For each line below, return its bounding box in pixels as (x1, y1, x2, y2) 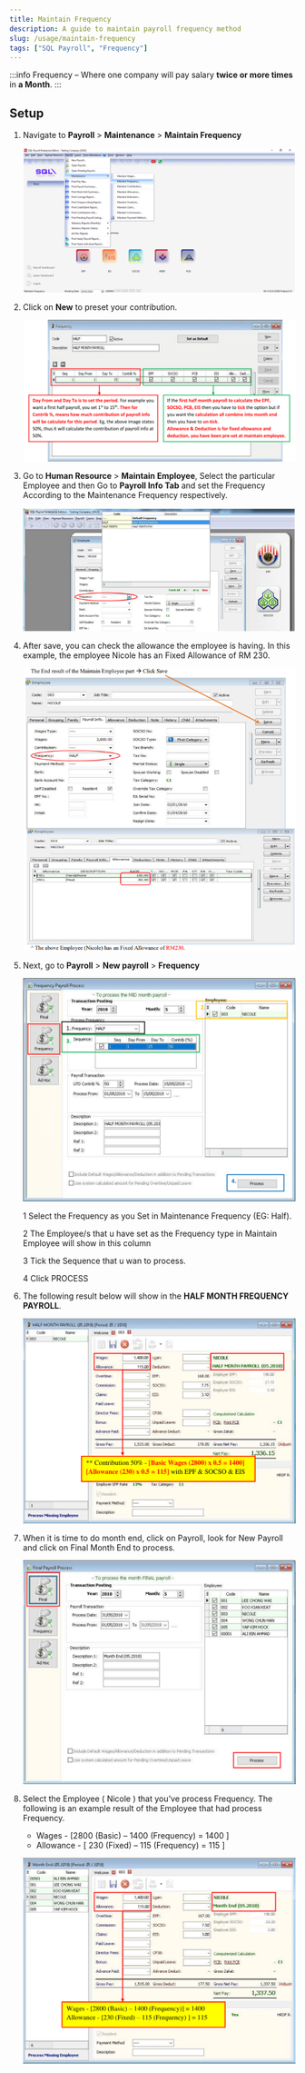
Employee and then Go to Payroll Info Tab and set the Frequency (22, 480, 266, 491)
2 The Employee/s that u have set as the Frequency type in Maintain (22, 1228, 278, 1240)
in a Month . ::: (9, 79, 62, 90)
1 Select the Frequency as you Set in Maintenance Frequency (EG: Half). (22, 1211, 292, 1221)
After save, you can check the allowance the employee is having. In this (22, 641, 290, 652)
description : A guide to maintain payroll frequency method (9, 24, 242, 34)
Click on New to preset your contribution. (22, 302, 178, 313)
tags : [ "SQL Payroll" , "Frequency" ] (9, 44, 148, 53)
